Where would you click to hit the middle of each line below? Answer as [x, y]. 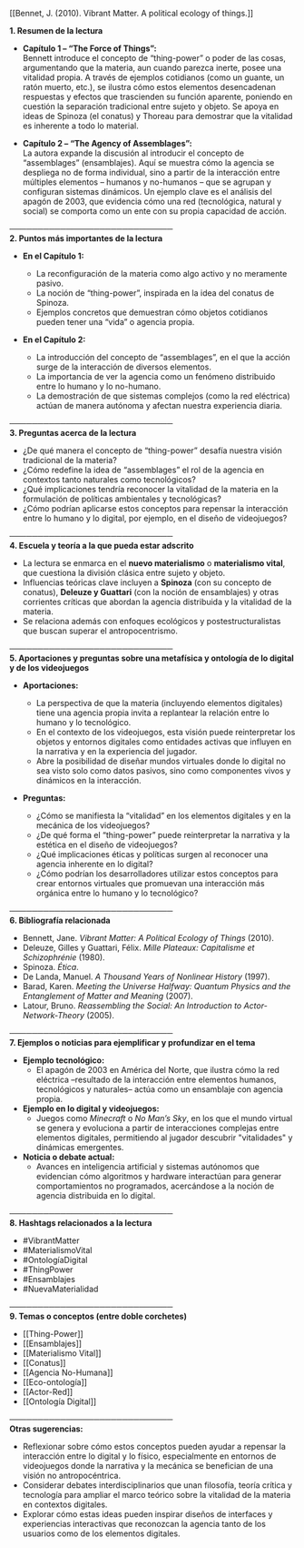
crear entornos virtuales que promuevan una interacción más [150, 883]
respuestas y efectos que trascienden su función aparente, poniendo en [157, 96]
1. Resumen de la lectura [56, 30]
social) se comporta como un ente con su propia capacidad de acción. [155, 211]
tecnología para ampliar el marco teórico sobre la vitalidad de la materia [157, 1495]
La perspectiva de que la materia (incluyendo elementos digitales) [159, 703]
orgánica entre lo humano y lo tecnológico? [117, 893]
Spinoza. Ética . [50, 967]
